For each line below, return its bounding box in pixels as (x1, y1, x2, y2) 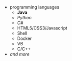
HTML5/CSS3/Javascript (17, 25, 68, 31)
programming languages (9, 4, 60, 10)
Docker (17, 35, 32, 41)
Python (17, 15, 32, 20)
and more (9, 51, 29, 57)
